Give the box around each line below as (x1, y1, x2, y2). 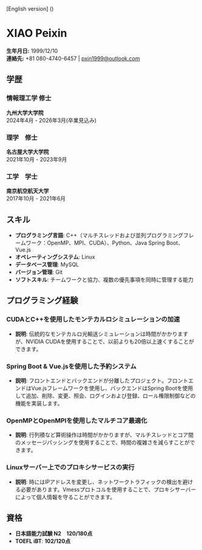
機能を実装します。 (15, 400, 63, 407)
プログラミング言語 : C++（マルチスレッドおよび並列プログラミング (15, 232, 184, 239)
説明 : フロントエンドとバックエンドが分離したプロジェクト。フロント (15, 377, 189, 384)
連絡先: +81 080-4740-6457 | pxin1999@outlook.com (6, 55, 140, 62)
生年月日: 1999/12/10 (6, 47, 58, 54)
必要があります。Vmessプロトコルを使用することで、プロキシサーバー (20, 486, 197, 493)
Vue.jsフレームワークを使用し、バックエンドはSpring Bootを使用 (31, 385, 193, 392)
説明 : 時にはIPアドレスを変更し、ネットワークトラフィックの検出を (15, 478, 183, 485)
